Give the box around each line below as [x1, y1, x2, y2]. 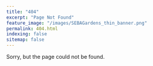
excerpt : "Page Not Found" [6, 14, 74, 20]
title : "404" [6, 8, 39, 15]
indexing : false [6, 31, 47, 37]
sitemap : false [6, 37, 45, 43]
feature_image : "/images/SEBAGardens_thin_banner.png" [6, 20, 148, 26]
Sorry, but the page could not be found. [6, 53, 105, 60]
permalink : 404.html [6, 25, 59, 32]
